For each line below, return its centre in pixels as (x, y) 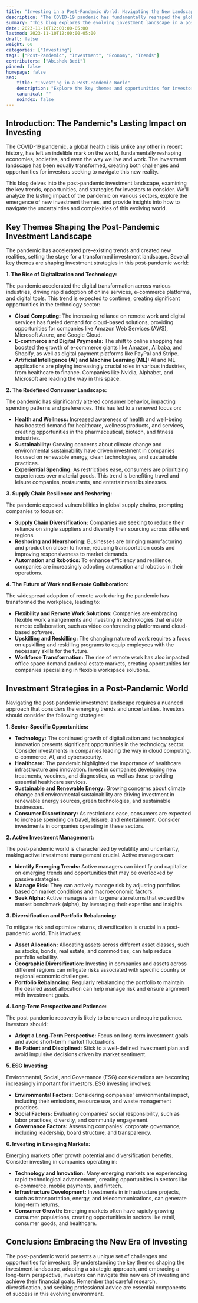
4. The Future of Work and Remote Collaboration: (67, 584)
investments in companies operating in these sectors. (80, 826)
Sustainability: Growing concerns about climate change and (88, 445)
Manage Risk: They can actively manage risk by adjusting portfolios (97, 886)
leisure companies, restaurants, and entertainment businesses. (91, 482)
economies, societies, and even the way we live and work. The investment (96, 159)
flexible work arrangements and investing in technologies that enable (98, 620)
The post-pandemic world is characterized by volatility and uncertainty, (93, 849)
